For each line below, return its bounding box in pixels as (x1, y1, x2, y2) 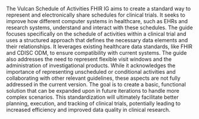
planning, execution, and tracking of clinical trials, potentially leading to (6, 100, 181, 107)
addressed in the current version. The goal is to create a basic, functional (6, 81, 186, 88)
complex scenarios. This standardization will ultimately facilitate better (6, 93, 179, 101)
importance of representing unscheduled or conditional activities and (6, 68, 176, 75)
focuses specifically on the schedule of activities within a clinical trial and (6, 30, 186, 37)
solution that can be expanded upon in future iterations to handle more (6, 87, 180, 94)
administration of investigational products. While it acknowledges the (6, 62, 176, 69)
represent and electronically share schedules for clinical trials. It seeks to (6, 11, 186, 18)
